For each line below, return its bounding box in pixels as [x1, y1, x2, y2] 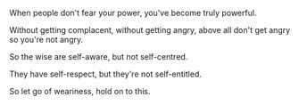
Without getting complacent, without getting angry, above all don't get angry [9, 25, 291, 35]
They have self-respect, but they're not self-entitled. [9, 69, 203, 79]
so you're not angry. [9, 35, 84, 44]
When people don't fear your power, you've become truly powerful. [9, 8, 257, 18]
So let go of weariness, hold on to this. [9, 86, 151, 96]
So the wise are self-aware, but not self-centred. [9, 52, 188, 61]
